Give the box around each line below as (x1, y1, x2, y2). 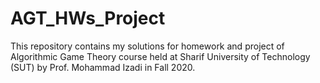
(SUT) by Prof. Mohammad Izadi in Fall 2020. (10, 61, 196, 73)
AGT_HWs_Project (10, 7, 166, 30)
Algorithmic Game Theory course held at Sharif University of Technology (10, 50, 311, 62)
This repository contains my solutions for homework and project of (10, 40, 285, 52)
